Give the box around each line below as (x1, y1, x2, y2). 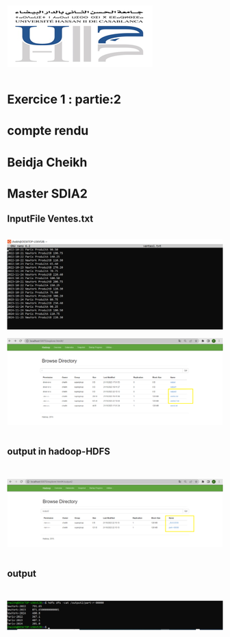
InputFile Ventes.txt (7, 213, 94, 225)
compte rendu (7, 123, 89, 139)
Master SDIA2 (7, 186, 88, 201)
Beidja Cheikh (7, 154, 88, 170)
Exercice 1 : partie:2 (7, 92, 122, 108)
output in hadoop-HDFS (7, 446, 111, 457)
